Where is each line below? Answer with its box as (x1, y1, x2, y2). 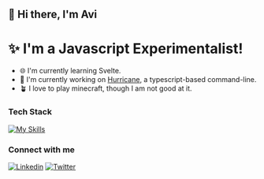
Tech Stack (8, 106, 53, 117)
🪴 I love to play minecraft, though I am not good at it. (19, 84, 192, 93)
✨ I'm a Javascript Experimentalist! (8, 39, 244, 58)
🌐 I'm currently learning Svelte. (19, 66, 121, 76)
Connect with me (8, 144, 75, 155)
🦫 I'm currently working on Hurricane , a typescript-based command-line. (19, 75, 257, 84)
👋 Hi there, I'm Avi (8, 8, 98, 21)
